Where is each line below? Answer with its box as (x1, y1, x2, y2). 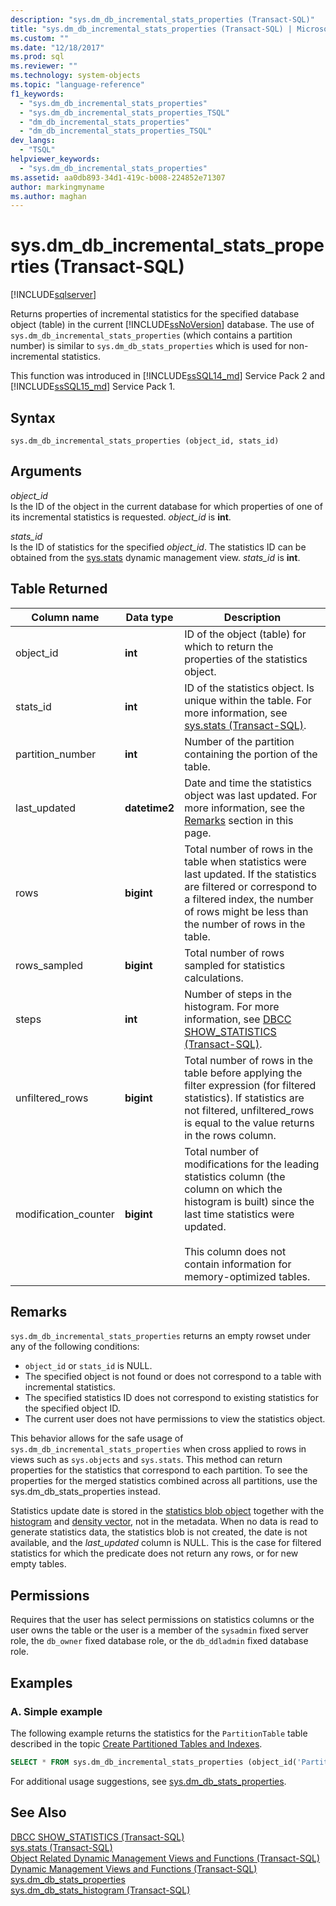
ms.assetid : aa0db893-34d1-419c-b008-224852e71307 (10, 172, 226, 183)
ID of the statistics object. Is (184, 681, 315, 695)
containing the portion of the (184, 747, 318, 761)
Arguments (10, 463, 83, 480)
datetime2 (124, 801, 175, 815)
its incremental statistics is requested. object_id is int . (10, 511, 232, 523)
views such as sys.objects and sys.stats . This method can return (10, 1454, 283, 1466)
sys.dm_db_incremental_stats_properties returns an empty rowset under (10, 1330, 312, 1342)
